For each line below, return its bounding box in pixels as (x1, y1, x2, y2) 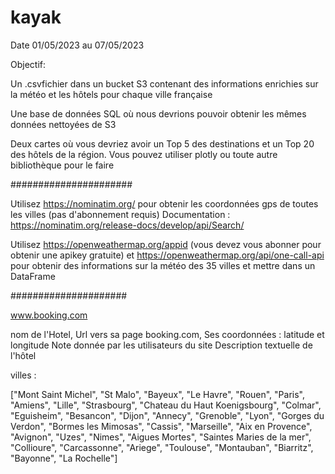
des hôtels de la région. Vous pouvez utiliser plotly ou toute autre (10, 148, 278, 160)
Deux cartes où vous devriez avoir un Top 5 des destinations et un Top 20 (10, 137, 315, 150)
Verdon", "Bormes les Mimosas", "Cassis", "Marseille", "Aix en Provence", (10, 420, 313, 432)
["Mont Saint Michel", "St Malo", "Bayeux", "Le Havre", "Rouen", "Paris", (10, 388, 306, 400)
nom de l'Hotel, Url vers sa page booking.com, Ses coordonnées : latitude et (10, 328, 325, 340)
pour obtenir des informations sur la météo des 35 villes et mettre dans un (10, 259, 316, 271)
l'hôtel (10, 349, 37, 361)
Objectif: (10, 58, 47, 70)
